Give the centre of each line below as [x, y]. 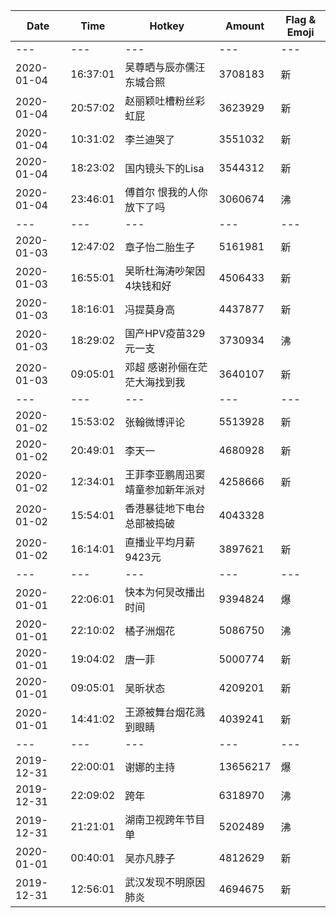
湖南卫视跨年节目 [165, 819]
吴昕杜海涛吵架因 [165, 271]
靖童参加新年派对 [165, 489]
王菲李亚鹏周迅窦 [165, 474]
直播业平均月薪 [160, 542]
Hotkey [167, 26]
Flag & [301, 19]
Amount [244, 26]
